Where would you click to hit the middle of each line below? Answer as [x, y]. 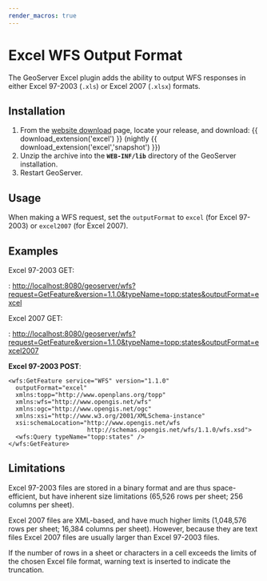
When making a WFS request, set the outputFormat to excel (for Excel [123, 218]
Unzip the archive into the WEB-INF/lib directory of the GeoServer [128, 156]
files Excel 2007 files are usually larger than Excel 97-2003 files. [114, 537]
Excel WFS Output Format [96, 55]
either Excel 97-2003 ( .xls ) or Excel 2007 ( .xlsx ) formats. [105, 86]
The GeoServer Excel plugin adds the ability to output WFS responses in [127, 78]
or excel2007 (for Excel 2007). [79, 226]
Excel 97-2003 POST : [45, 366]
